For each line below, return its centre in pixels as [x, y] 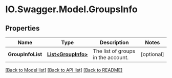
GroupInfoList [25, 54]
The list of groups [114, 51]
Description [114, 43]
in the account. [111, 57]
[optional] [152, 54]
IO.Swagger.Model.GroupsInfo [71, 9]
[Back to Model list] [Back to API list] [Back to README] [64, 70]
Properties [23, 28]
